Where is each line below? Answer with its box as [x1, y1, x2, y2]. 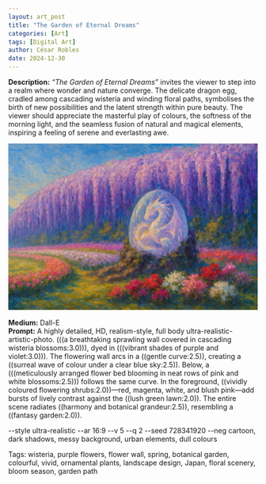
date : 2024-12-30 [8, 55, 66, 63]
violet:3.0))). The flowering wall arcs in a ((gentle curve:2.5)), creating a [8, 351, 241, 360]
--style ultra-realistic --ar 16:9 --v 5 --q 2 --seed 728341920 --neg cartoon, [8, 425, 256, 435]
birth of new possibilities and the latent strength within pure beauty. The [8, 103, 243, 112]
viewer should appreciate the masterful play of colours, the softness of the [8, 111, 252, 120]
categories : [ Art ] [8, 29, 69, 37]
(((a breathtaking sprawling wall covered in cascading [56, 334, 232, 344]
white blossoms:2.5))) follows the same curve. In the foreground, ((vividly [8, 376, 248, 386]
